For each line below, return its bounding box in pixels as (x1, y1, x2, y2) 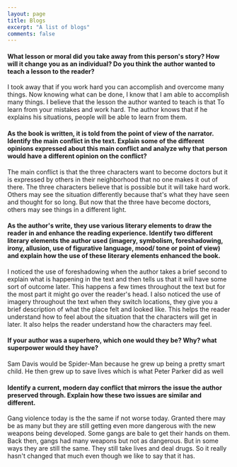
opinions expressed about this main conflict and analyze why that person (7, 145, 228, 153)
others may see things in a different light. (7, 205, 127, 213)
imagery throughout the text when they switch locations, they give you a (7, 297, 218, 305)
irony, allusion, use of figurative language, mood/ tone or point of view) (7, 244, 221, 252)
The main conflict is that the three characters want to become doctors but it (7, 167, 228, 176)
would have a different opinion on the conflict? (7, 152, 147, 160)
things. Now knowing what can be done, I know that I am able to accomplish (7, 90, 230, 99)
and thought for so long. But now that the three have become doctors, (7, 198, 211, 206)
